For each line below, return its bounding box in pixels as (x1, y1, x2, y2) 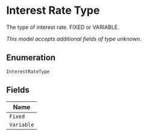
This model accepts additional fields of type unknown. (6, 35, 142, 42)
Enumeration (6, 52, 56, 63)
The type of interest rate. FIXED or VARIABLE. (6, 23, 119, 31)
